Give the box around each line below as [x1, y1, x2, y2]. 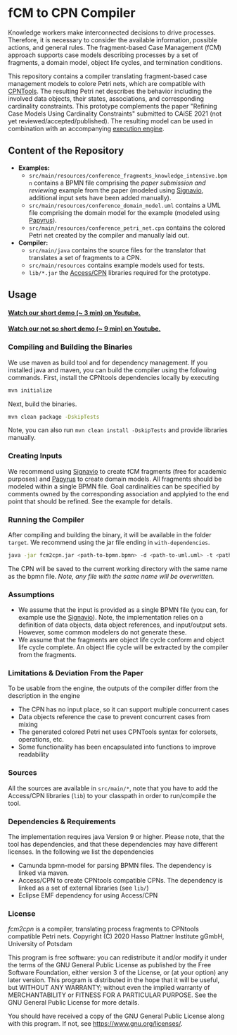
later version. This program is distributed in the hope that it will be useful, [8, 976, 220, 984]
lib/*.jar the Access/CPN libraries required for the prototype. [28, 268, 210, 276]
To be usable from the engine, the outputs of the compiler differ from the [8, 684, 219, 692]
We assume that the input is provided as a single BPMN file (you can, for [18, 606, 228, 614]
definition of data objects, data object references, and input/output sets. [18, 620, 227, 629]
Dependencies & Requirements [8, 816, 116, 826]
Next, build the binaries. [8, 400, 77, 408]
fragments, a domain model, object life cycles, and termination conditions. [8, 58, 223, 66]
